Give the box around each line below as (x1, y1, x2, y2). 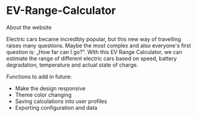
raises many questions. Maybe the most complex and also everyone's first (6, 42, 192, 49)
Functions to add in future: (6, 73, 73, 80)
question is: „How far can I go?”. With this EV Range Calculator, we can (6, 48, 182, 55)
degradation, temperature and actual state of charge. (6, 61, 138, 69)
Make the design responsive (15, 84, 86, 92)
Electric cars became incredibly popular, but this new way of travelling (6, 35, 181, 42)
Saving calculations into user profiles (15, 98, 108, 105)
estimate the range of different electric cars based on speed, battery (6, 55, 177, 62)
